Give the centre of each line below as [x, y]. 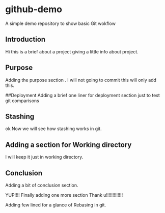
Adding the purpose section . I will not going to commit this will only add [81, 80]
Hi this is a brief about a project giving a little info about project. [72, 51]
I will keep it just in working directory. [44, 157]
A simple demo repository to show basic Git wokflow [61, 23]
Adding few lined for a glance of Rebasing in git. [56, 205]
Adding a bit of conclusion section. [42, 185]
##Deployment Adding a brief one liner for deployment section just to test [83, 95]
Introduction [25, 39]
